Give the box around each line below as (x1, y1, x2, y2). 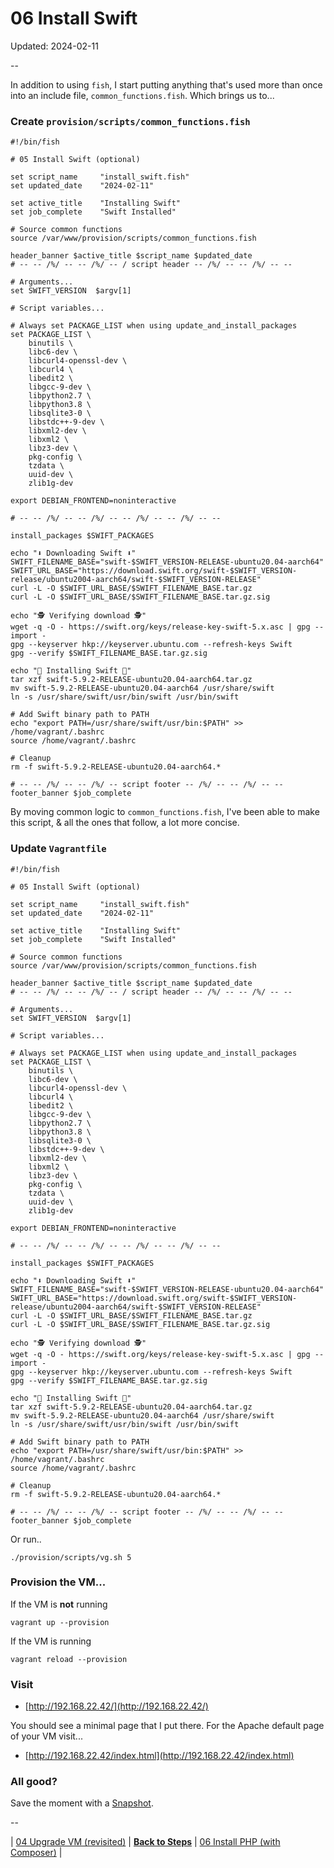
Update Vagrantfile (10, 842, 107, 856)
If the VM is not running (10, 1598, 108, 1610)
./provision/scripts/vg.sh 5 (10, 1552, 132, 1562)
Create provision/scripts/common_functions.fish (10, 114, 251, 128)
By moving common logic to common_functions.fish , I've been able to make (10, 806, 320, 818)
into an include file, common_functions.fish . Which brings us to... (10, 89, 275, 101)
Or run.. (10, 1533, 42, 1545)
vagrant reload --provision (10, 1654, 128, 1664)
